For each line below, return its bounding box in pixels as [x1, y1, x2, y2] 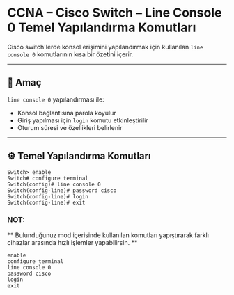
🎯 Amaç [7, 77, 42, 88]
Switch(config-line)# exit [7, 199, 86, 206]
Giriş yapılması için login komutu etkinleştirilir [17, 116, 148, 125]
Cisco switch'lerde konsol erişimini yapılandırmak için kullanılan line [7, 42, 203, 51]
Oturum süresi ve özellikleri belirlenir [17, 123, 123, 131]
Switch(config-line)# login [7, 193, 89, 200]
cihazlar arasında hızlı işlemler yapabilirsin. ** [7, 238, 138, 246]
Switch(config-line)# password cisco [7, 186, 117, 194]
